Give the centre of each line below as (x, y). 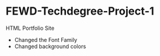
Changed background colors (50, 46)
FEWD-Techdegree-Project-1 (80, 11)
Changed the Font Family (46, 40)
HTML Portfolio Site (30, 28)
